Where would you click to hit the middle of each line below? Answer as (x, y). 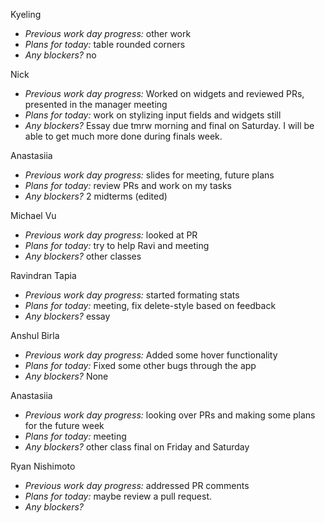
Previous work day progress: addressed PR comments (137, 485)
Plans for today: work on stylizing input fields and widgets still (153, 115)
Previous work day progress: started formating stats (132, 295)
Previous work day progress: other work (108, 33)
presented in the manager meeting (96, 104)
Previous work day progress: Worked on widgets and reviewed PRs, (164, 93)
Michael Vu (33, 215)
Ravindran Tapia (43, 275)
